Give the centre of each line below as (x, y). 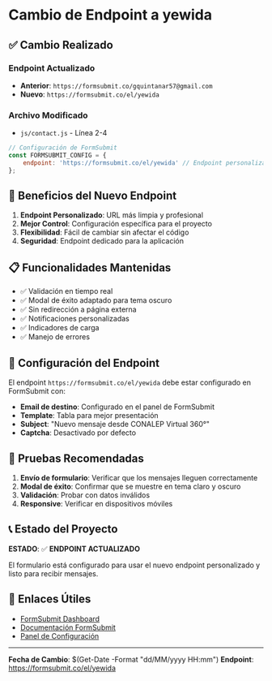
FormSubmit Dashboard (59, 619)
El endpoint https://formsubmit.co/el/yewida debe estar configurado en (130, 382)
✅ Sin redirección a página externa (78, 309)
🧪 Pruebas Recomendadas (76, 458)
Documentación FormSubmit (68, 627)
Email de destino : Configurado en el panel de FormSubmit (117, 407)
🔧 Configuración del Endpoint (84, 363)
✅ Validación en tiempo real (66, 291)
